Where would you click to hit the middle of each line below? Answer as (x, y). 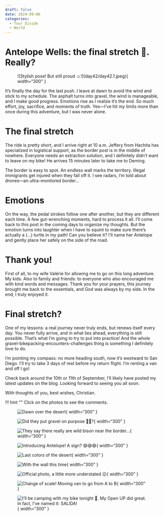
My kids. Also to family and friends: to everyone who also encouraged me (80, 279)
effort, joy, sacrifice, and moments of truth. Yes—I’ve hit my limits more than (82, 106)
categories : (17, 19)
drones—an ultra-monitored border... (42, 181)
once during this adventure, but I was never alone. (56, 112)
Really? (20, 63)
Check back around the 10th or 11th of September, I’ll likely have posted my (81, 378)
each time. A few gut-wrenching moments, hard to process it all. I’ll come (79, 219)
